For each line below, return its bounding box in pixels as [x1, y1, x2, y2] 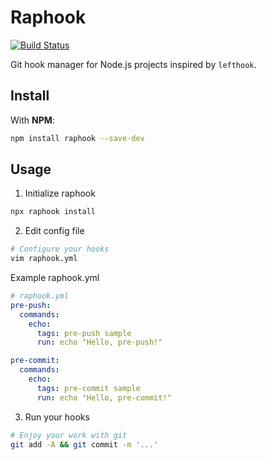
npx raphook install [10, 207, 97, 217]
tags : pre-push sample [36, 328, 132, 338]
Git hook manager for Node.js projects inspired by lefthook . [10, 58, 257, 70]
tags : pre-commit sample [36, 383, 141, 393]
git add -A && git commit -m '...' [10, 439, 159, 450]
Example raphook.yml [10, 272, 100, 284]
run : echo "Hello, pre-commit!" [36, 392, 172, 403]
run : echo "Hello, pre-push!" [36, 337, 163, 348]
